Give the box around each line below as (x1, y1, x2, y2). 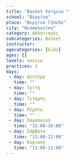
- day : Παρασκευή (8, 118, 51, 124)
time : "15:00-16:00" (13, 123, 64, 129)
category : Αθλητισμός (6, 30, 59, 36)
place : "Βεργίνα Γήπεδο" (6, 19, 66, 25)
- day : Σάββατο (8, 128, 45, 135)
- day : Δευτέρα (8, 74, 45, 80)
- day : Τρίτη (8, 85, 41, 91)
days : (6, 69, 19, 74)
